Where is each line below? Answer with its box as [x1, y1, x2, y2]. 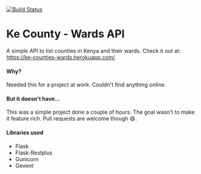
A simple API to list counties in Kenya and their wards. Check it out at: [6, 47, 181, 54]
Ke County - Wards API [6, 27, 125, 41]
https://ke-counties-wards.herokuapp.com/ [6, 54, 116, 61]
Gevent [15, 162, 33, 169]
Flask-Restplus [15, 149, 53, 156]
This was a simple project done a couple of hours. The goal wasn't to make [6, 108, 195, 116]
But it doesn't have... [6, 95, 60, 102]
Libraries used [6, 128, 44, 136]
